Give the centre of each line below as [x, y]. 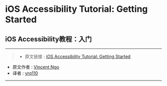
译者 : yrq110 [25, 73]
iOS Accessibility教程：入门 [48, 39]
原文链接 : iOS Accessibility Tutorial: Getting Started [78, 56]
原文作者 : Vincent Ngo [36, 67]
